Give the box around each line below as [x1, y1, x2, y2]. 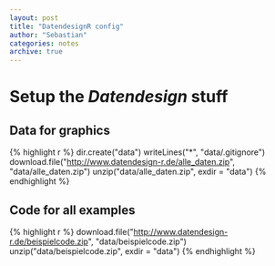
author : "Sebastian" [9, 30, 88, 39]
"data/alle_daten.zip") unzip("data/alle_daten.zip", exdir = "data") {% [9, 166, 267, 178]
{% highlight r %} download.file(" [9, 226, 134, 237]
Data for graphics [9, 122, 111, 138]
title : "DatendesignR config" [9, 22, 125, 31]
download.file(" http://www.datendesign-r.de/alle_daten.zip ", [9, 157, 235, 168]
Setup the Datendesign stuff [9, 87, 229, 107]
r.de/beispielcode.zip [9, 236, 88, 247]
